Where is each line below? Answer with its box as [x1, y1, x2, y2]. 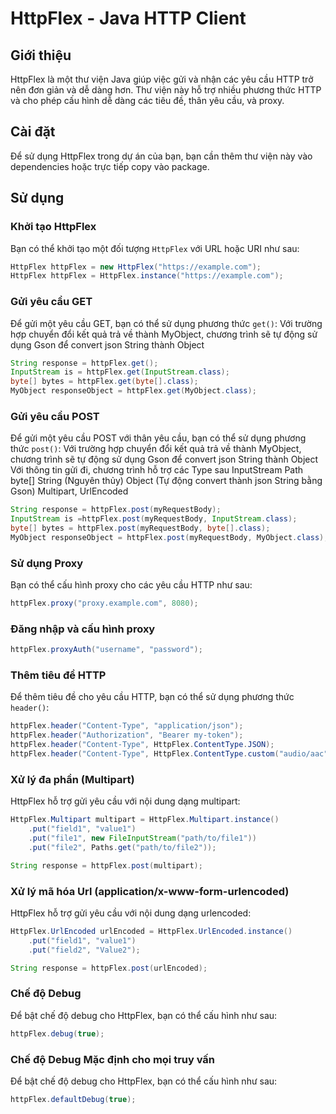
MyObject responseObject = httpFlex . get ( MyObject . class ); [10, 386, 257, 396]
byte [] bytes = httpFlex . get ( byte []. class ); [10, 377, 199, 387]
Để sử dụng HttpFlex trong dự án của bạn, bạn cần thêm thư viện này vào [10, 150, 313, 162]
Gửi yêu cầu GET [10, 295, 93, 309]
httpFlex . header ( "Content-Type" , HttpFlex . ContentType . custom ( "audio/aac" [10, 749, 329, 759]
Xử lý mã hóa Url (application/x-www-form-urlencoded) [10, 884, 290, 898]
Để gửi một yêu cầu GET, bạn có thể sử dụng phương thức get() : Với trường [10, 317, 323, 329]
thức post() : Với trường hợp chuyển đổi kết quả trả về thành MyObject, [10, 443, 302, 455]
